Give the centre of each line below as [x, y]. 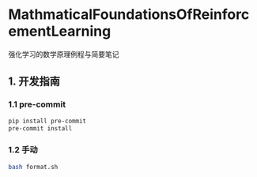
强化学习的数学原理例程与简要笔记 [64, 54]
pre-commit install [40, 128]
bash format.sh [33, 167]
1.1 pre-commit [37, 104]
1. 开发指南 [34, 82]
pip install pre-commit [47, 121]
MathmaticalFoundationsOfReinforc [129, 15]
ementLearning [60, 31]
